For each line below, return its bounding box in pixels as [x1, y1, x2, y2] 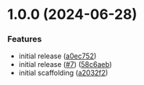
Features [7, 34, 42, 45]
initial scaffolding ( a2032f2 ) [18, 68, 109, 78]
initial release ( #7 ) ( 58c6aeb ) [18, 60, 113, 69]
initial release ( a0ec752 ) [18, 51, 97, 61]
